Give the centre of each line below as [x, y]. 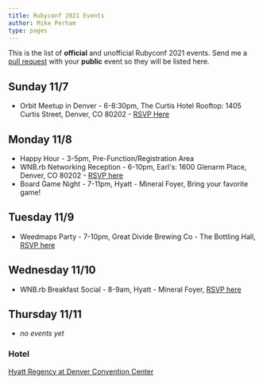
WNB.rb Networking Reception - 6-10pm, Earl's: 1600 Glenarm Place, [133, 167]
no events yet [42, 333]
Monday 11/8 [41, 139]
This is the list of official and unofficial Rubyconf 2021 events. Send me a [128, 53]
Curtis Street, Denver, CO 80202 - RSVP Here [94, 114]
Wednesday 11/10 [52, 270]
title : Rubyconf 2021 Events [56, 16]
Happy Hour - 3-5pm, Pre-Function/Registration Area [107, 159]
